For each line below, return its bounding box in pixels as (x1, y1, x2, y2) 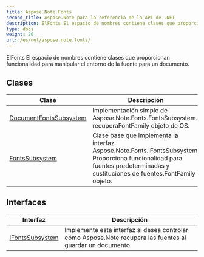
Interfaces (6, 197, 47, 208)
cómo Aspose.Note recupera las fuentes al (64, 233, 186, 242)
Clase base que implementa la (92, 131, 178, 140)
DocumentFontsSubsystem (9, 114, 87, 122)
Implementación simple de (92, 106, 168, 114)
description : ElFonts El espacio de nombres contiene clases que (6, 20, 175, 26)
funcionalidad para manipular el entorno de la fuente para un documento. (6, 60, 190, 67)
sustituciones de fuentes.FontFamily (92, 169, 195, 177)
